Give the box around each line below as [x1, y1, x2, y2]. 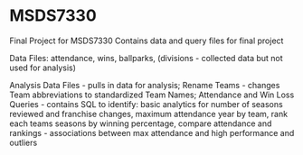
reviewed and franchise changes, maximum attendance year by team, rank [9, 108, 288, 119]
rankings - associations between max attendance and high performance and [9, 127, 295, 138]
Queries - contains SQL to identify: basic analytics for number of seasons [9, 98, 283, 109]
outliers [9, 137, 38, 148]
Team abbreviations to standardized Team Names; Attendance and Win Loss [9, 89, 295, 100]
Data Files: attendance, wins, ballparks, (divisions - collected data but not [9, 52, 283, 63]
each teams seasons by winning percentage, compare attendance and [9, 118, 272, 129]
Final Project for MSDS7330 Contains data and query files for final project [9, 35, 284, 46]
